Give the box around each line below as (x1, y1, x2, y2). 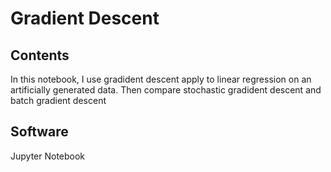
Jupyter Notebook (10, 150, 86, 162)
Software (10, 123, 69, 141)
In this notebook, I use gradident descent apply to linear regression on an (10, 73, 312, 85)
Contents (10, 47, 70, 64)
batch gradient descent (10, 95, 107, 106)
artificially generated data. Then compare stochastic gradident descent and (10, 84, 322, 96)
